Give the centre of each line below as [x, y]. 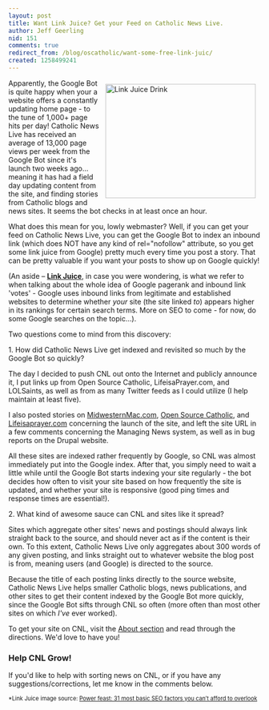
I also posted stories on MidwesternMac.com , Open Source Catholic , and [129, 414]
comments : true [34, 46]
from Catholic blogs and [48, 202]
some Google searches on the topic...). [72, 318]
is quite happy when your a [53, 91]
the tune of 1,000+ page [48, 117]
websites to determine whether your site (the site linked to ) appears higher [131, 301]
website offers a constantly [53, 100]
